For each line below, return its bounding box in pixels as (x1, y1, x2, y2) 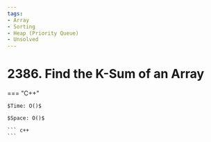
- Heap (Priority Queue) (7, 29, 79, 37)
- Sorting (7, 23, 36, 30)
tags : (7, 10, 23, 17)
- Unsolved (7, 36, 39, 43)
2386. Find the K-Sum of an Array (7, 66, 205, 82)
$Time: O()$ (7, 102, 42, 110)
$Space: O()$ (7, 115, 45, 122)
